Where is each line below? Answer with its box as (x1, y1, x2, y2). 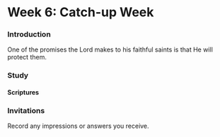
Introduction (7, 30, 51, 40)
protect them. (7, 53, 47, 61)
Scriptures (7, 88, 40, 96)
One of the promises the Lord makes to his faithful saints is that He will (7, 45, 214, 54)
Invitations (7, 105, 45, 115)
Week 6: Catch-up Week (7, 4, 154, 20)
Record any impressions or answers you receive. (7, 121, 150, 131)
